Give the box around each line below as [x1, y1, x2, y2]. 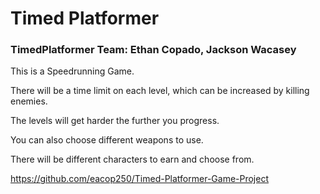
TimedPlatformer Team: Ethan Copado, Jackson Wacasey [10, 43, 297, 57]
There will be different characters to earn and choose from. [10, 153, 255, 166]
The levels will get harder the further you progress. [10, 115, 220, 127]
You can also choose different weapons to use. [10, 134, 204, 146]
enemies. [10, 95, 48, 107]
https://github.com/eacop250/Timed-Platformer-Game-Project [10, 173, 269, 185]
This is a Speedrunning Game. [10, 65, 135, 77]
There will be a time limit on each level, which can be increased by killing [10, 85, 310, 97]
